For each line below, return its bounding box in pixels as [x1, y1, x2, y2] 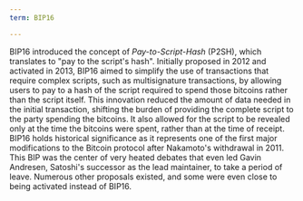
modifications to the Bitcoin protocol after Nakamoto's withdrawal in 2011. [9, 142, 285, 153]
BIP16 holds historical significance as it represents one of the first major [9, 132, 278, 143]
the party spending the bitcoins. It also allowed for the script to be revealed [9, 113, 290, 124]
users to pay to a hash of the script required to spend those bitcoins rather [9, 84, 288, 95]
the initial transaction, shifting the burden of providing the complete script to [9, 103, 294, 114]
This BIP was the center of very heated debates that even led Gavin [9, 151, 261, 163]
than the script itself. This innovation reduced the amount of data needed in [9, 94, 291, 105]
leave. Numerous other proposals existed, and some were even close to [9, 171, 278, 182]
